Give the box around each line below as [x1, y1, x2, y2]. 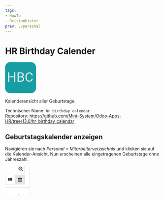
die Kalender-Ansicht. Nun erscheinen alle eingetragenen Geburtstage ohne [5, 151, 159, 157]
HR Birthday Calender [5, 46, 96, 57]
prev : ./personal [5, 24, 41, 29]
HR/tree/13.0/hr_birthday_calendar [5, 118, 75, 124]
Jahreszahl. [5, 156, 29, 162]
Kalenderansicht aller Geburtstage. [5, 98, 76, 104]
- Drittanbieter [5, 18, 38, 23]
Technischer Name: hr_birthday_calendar [5, 108, 90, 114]
